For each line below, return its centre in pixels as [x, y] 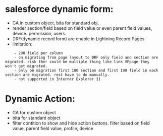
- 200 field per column [39, 53]
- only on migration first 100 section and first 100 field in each [86, 70]
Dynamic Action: [40, 99]
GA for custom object [34, 112]
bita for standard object [36, 118]
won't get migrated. [27, 66]
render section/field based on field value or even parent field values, [82, 28]
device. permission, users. [39, 33]
